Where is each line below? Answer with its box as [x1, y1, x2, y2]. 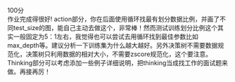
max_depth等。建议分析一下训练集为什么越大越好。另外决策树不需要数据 [7, 41, 218, 49]
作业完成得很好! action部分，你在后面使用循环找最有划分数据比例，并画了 [7, 15, 220, 23]
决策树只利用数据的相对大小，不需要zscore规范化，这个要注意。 [25, 50, 212, 58]
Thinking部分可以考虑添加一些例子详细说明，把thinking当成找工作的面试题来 [7, 59, 229, 67]
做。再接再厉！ [7, 67, 51, 76]
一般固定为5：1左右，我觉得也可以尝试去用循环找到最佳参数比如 [13, 32, 198, 41]
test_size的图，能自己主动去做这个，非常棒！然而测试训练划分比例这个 [13, 24, 218, 32]
